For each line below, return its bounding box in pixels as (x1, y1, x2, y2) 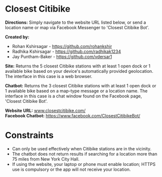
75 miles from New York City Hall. (12, 156, 80, 162)
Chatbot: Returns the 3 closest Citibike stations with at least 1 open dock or (5, 82, 157, 88)
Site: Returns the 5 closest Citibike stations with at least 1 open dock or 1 (5, 63, 151, 69)
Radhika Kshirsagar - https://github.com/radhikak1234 (12, 48, 121, 54)
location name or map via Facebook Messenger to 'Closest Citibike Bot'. (5, 24, 149, 30)
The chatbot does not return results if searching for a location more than (12, 151, 157, 157)
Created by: (5, 34, 30, 40)
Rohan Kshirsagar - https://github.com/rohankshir (12, 43, 112, 49)
